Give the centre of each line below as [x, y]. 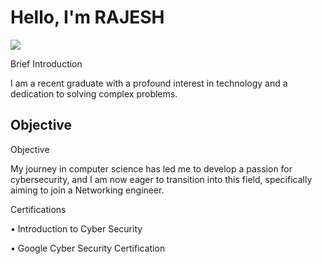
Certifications [38, 209]
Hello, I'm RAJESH [87, 17]
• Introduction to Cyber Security [76, 228]
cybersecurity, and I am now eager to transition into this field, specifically [161, 179]
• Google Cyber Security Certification [88, 248]
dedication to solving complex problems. [94, 93]
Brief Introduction [46, 63]
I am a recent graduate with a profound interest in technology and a [149, 83]
